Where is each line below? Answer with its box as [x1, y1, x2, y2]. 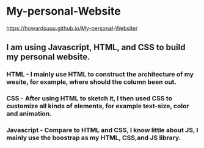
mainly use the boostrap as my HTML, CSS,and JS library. [6, 133, 181, 142]
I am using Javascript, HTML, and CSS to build [6, 42, 186, 53]
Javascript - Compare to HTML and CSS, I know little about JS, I [6, 126, 199, 135]
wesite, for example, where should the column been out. [6, 78, 177, 86]
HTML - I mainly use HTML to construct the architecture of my [6, 70, 194, 79]
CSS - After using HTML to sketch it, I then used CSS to [6, 94, 173, 103]
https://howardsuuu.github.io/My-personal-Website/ [6, 24, 138, 32]
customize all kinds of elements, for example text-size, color [6, 102, 189, 111]
